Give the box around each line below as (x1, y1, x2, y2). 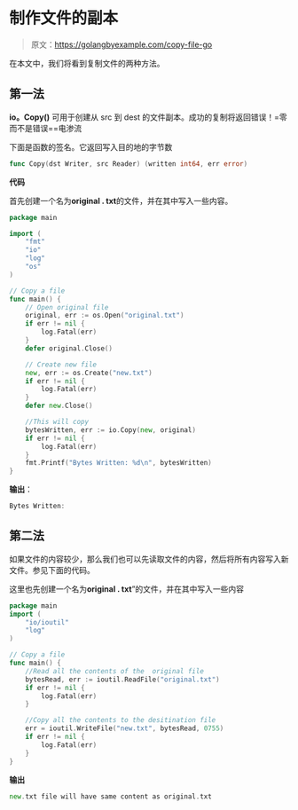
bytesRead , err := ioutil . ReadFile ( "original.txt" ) (25, 675, 220, 684)
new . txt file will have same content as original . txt (9, 791, 213, 801)
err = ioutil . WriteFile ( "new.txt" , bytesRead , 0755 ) (25, 724, 224, 733)
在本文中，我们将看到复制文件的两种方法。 (9, 58, 165, 68)
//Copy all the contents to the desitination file (25, 716, 216, 725)
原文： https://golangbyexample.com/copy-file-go (30, 39, 213, 50)
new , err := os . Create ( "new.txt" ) (25, 368, 153, 377)
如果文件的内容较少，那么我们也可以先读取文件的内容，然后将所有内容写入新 (9, 554, 289, 564)
